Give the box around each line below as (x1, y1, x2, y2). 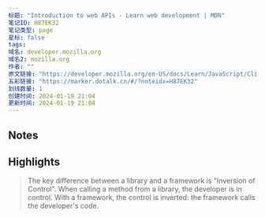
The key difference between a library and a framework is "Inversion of (27, 176, 256, 186)
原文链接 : (8, 70, 35, 78)
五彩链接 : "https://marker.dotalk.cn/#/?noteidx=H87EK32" (8, 77, 199, 85)
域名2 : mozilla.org (8, 56, 70, 64)
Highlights (8, 155, 61, 168)
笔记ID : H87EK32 (8, 19, 59, 27)
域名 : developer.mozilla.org (8, 48, 102, 56)
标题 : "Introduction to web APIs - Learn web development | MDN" (8, 11, 226, 20)
